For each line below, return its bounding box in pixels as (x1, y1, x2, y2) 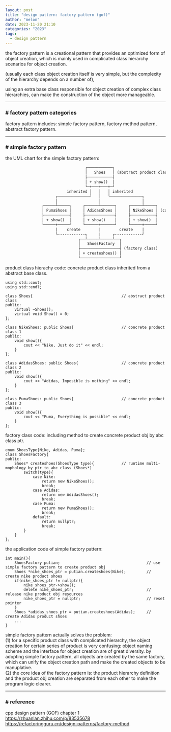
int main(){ (5, 556, 31, 561)
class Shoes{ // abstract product (5, 293, 165, 299)
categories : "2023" (5, 27, 47, 32)
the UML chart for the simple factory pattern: (5, 155, 99, 162)
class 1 (5, 329, 22, 334)
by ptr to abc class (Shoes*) (27, 465, 93, 470)
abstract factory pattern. (5, 126, 57, 132)
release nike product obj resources (5, 591, 83, 597)
